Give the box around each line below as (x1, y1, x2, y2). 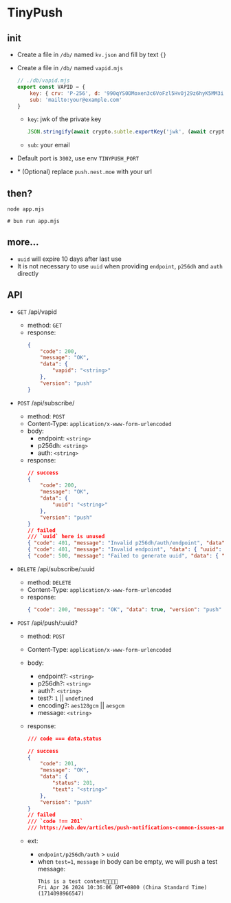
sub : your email (27, 141, 70, 149)
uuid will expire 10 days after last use (16, 255, 122, 263)
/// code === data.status (27, 735, 102, 742)
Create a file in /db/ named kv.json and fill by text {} (16, 50, 167, 59)
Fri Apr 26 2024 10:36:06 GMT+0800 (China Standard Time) (37, 884, 208, 891)
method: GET (27, 321, 63, 329)
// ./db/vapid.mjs (16, 77, 70, 84)
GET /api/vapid (16, 308, 57, 316)
